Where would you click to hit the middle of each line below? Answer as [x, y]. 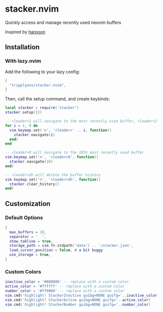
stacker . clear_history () [34, 184]
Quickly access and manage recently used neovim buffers [63, 22]
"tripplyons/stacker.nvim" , [38, 85]
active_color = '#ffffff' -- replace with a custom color [65, 286]
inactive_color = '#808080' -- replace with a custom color [67, 282]
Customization [28, 204]
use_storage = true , [30, 255]
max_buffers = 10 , [28, 232]
